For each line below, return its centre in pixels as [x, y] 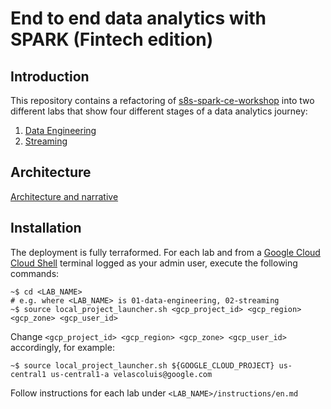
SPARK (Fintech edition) [112, 39]
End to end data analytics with [138, 18]
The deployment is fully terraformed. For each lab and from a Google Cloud [165, 252]
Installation [46, 228]
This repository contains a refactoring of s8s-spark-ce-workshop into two [162, 100]
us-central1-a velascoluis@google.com [131, 374]
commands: [35, 273]
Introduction [50, 76]
